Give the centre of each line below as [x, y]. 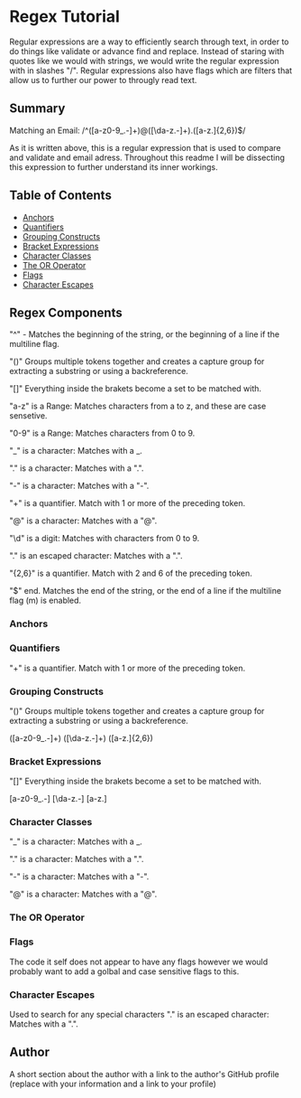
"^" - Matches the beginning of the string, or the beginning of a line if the [145, 334]
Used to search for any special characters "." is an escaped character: [139, 1014]
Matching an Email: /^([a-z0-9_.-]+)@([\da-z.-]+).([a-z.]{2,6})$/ [128, 130]
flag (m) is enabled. [46, 601]
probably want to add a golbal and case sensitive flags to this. [124, 971]
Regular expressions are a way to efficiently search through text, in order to [149, 42]
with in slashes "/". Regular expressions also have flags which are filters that [151, 70]
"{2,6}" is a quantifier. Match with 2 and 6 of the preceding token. [131, 573]
